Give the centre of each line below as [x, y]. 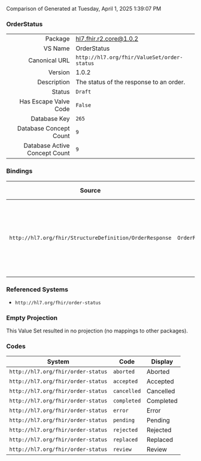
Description [54, 82]
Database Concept [43, 129]
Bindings [19, 171]
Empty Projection [32, 317]
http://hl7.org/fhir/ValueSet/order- [130, 57]
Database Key [50, 119]
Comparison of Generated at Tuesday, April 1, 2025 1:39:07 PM [84, 9]
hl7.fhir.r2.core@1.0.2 [107, 39]
